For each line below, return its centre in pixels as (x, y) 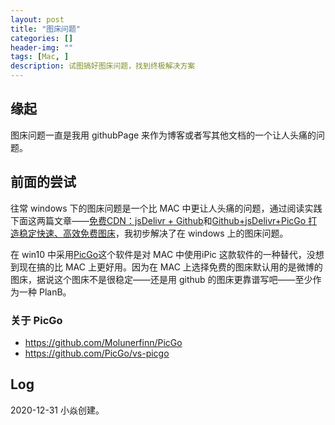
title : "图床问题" (46, 29)
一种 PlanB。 (45, 292)
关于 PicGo (36, 320)
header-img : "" (42, 47)
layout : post (37, 19)
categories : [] (42, 38)
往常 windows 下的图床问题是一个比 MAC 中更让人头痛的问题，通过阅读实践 (166, 208)
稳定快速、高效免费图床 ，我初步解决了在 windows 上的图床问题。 (153, 233)
